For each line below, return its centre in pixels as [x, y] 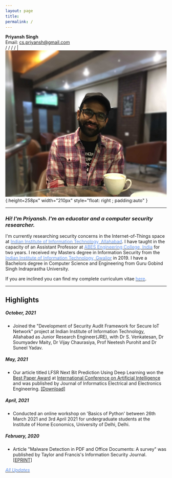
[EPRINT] [22, 460]
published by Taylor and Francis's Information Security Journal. [80, 454]
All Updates [18, 470]
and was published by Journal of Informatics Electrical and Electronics [87, 383]
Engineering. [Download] [39, 389]
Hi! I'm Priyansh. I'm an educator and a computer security [79, 219]
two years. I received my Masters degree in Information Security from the [83, 253]
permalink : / [19, 22]
